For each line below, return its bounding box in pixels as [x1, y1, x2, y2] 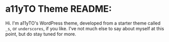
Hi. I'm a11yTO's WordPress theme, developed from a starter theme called [5, 20, 161, 26]
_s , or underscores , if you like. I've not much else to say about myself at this [5, 25, 164, 31]
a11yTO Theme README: [5, 3, 112, 15]
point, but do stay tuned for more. [5, 31, 77, 37]
